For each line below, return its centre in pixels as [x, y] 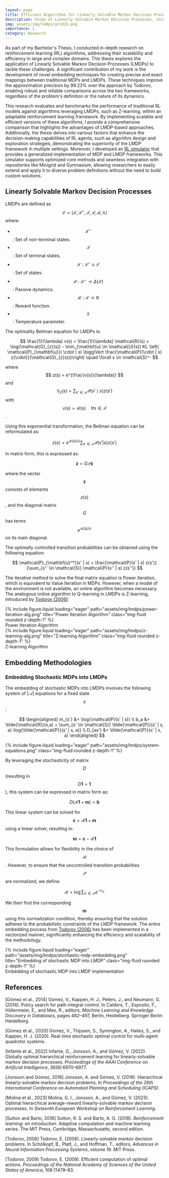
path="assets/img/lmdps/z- [119, 631]
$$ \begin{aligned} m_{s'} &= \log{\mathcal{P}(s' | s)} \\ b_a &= [84, 719]
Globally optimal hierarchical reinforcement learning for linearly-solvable [80, 1057]
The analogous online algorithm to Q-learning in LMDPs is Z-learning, [77, 594]
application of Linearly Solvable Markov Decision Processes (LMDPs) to [80, 64]
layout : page [19, 10]
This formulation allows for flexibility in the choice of [60, 849]
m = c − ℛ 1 [84, 839]
